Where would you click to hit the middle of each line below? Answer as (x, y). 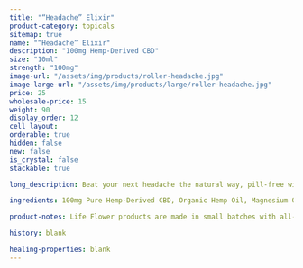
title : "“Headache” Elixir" (62, 18)
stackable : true (40, 168)
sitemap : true (36, 34)
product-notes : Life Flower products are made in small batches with (143, 217)
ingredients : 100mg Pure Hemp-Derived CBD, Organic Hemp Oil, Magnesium (149, 201)
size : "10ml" (34, 59)
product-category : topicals (62, 26)
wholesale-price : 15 (48, 101)
